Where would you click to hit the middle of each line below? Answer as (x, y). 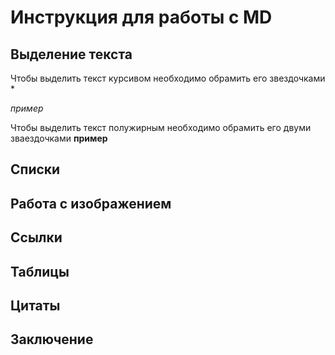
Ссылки (36, 237)
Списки (35, 169)
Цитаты (35, 305)
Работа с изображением (91, 203)
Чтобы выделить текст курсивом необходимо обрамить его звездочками (168, 78)
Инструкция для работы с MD (141, 17)
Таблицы (40, 271)
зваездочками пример (59, 138)
